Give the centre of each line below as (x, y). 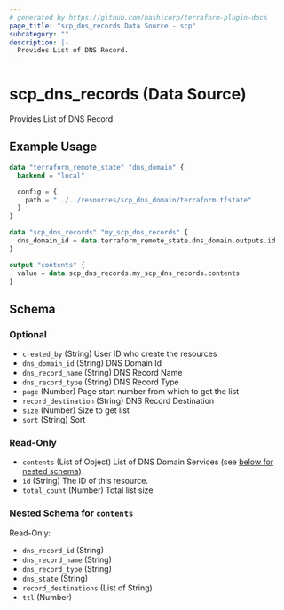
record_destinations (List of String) (87, 588)
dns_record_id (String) (63, 550)
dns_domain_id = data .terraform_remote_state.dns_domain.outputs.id (146, 241)
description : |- (39, 42)
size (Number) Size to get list (76, 410)
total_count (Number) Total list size (87, 490)
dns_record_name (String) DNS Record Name (102, 373)
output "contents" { (47, 265)
